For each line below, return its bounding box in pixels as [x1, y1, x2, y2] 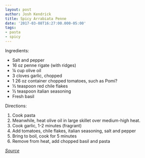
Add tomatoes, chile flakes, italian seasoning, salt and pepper [12, 128, 136, 134]
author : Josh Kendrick [5, 12, 51, 17]
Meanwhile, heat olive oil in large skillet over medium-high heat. [12, 118, 141, 123]
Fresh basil [12, 93, 35, 99]
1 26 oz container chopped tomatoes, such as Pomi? [12, 78, 118, 83]
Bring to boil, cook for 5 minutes [12, 133, 77, 139]
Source [5, 147, 20, 154]
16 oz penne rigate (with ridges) [12, 62, 77, 68]
